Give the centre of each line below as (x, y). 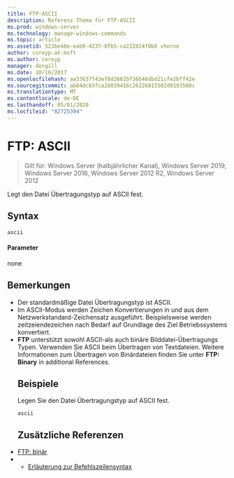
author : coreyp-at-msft (42, 53)
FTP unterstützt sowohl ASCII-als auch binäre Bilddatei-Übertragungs (118, 339)
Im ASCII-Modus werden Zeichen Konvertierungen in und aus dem (113, 310)
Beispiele (38, 384)
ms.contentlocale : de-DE (43, 99)
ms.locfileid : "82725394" (45, 111)
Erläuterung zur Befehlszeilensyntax (80, 467)
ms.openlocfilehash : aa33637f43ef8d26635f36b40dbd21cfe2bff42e (101, 79)
